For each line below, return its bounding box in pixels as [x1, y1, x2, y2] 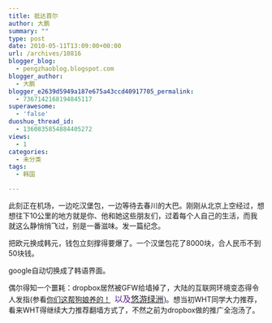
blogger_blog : [8, 58, 57, 66]
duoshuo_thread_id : [8, 118, 75, 126]
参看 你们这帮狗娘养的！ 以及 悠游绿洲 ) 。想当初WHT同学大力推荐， [32, 295, 261, 304]
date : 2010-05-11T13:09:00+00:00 [8, 42, 122, 50]
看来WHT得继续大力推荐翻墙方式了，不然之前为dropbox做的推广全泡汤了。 [8, 305, 260, 315]
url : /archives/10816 [8, 50, 82, 58]
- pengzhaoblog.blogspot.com [15, 65, 114, 73]
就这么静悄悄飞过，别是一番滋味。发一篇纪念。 [8, 221, 165, 230]
